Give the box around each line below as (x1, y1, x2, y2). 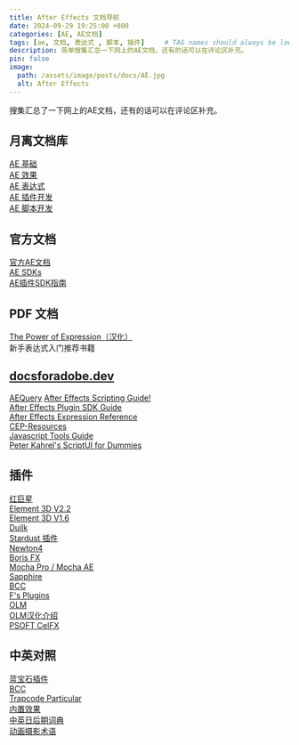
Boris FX (9, 552, 41, 563)
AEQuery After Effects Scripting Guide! (9, 393, 151, 403)
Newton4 (9, 542, 44, 553)
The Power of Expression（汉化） (9, 331, 133, 343)
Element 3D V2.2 (9, 503, 71, 514)
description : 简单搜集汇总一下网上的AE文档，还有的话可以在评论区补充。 (9, 46, 248, 55)
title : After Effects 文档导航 (9, 12, 120, 22)
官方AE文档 (9, 257, 52, 268)
